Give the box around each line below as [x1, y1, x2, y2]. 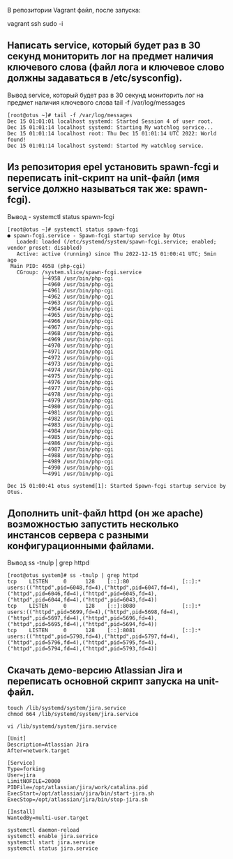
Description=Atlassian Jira [7, 741, 89, 749]
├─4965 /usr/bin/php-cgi [41, 311, 114, 318]
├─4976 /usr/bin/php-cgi [41, 378, 114, 386]
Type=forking [7, 765, 45, 773]
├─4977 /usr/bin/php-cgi [41, 384, 114, 391]
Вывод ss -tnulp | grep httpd [7, 558, 89, 567]
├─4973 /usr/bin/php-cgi [41, 360, 114, 367]
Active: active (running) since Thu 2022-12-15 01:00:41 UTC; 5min [16, 251, 217, 257]
